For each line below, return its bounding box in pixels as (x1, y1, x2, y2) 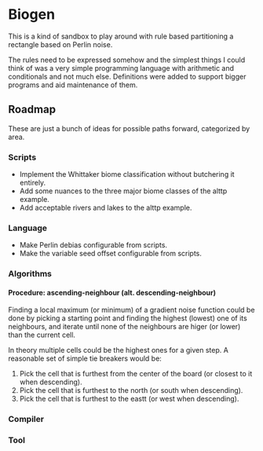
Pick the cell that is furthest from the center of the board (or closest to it (19, 369, 253, 379)
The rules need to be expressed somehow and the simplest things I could (8, 55, 246, 64)
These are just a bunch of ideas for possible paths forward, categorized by (8, 123, 250, 133)
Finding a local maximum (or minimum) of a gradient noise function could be (8, 305, 255, 315)
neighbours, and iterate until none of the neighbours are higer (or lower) (8, 322, 241, 332)
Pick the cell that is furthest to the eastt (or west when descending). (19, 394, 239, 404)
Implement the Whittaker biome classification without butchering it (19, 170, 235, 179)
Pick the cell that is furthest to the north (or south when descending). (19, 386, 243, 395)
